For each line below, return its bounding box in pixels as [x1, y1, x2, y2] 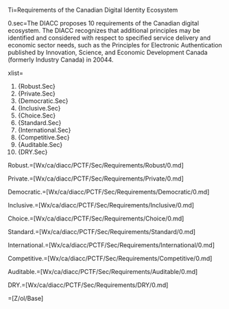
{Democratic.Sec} [17, 97, 69, 105]
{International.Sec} [17, 126, 71, 134]
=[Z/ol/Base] [8, 295, 44, 302]
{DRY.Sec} [17, 148, 48, 156]
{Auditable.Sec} [17, 141, 63, 148]
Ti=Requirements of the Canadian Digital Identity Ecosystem [8, 6, 178, 14]
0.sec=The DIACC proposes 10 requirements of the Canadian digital [8, 19, 200, 27]
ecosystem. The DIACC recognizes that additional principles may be [8, 27, 201, 34]
